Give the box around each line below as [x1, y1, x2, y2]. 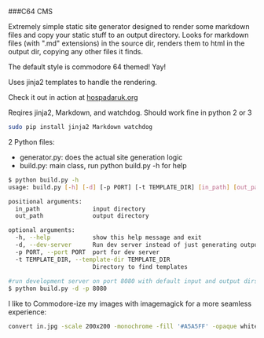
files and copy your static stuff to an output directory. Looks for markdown [8, 31, 249, 39]
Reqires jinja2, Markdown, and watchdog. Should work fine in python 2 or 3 [8, 108, 252, 117]
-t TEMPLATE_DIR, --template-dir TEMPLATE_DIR [15, 255, 170, 263]
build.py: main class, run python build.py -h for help [19, 160, 187, 170]
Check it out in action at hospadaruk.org [8, 93, 139, 101]
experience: [8, 307, 47, 317]
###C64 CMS [8, 7, 53, 16]
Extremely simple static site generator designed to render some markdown [8, 22, 250, 31]
